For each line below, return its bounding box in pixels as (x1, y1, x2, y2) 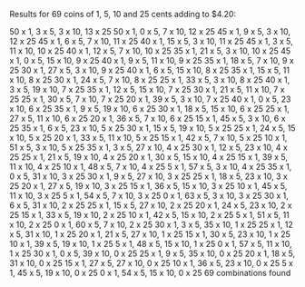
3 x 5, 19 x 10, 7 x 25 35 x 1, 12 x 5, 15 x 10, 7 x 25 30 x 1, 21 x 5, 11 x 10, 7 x (9, 84, 285, 94)
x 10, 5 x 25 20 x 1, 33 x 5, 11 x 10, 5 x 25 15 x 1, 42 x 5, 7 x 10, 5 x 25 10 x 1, (9, 133, 288, 143)
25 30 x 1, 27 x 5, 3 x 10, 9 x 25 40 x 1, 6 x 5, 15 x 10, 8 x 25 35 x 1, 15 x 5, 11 (9, 64, 290, 75)
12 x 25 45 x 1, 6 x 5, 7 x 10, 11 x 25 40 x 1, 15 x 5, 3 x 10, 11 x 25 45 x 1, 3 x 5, (9, 36, 293, 46)
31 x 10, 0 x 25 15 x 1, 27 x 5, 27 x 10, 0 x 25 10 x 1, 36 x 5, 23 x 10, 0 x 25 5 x (9, 258, 293, 268)
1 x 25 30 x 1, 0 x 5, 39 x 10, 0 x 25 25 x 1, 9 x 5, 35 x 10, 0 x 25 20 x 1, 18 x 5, (9, 248, 296, 259)
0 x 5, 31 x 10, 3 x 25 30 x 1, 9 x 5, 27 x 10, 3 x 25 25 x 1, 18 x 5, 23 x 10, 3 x (9, 171, 288, 182)
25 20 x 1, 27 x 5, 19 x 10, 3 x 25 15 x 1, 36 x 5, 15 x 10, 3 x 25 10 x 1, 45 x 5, (9, 181, 288, 191)
